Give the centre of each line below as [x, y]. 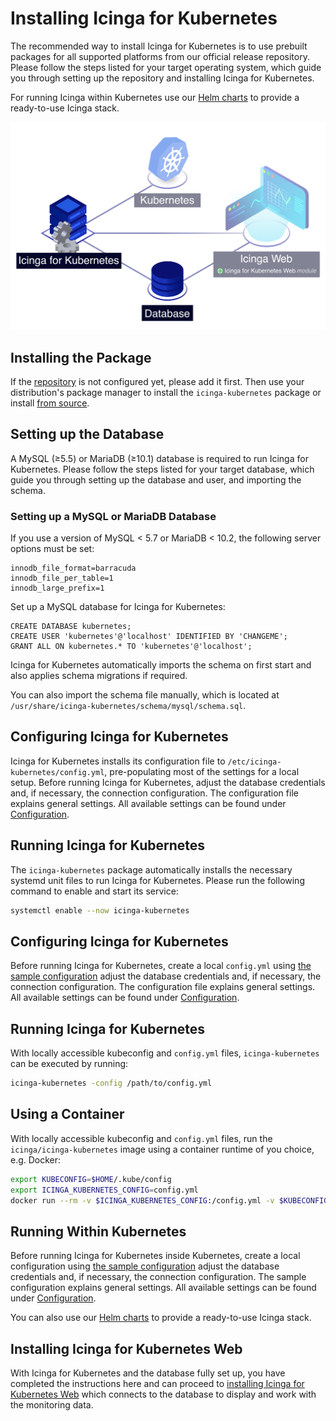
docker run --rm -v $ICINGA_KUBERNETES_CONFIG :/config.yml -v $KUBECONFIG [169, 1200]
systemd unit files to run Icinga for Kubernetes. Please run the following [157, 880]
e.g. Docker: [36, 1159]
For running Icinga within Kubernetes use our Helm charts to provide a [155, 97]
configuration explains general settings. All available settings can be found [163, 1288]
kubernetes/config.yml [57, 772]
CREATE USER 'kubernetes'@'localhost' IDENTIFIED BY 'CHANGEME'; [149, 637]
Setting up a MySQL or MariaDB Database [113, 516]
